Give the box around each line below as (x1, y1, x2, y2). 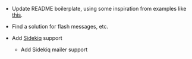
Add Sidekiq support (11, 35, 62, 41)
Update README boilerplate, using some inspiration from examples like (11, 5, 187, 12)
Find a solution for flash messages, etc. (11, 23, 109, 30)
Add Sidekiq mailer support (20, 46, 88, 53)
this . (11, 11, 23, 18)
